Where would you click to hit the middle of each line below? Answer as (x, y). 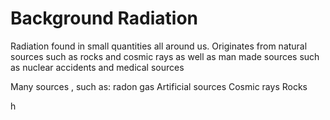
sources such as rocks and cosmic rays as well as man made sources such (165, 56)
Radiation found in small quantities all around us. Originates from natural (159, 46)
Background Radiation (104, 18)
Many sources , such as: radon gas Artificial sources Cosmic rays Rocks (159, 86)
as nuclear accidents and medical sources (97, 67)
